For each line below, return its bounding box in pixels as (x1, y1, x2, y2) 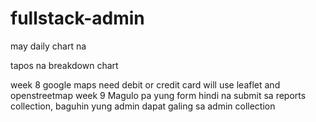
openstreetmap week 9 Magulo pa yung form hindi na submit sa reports (10, 89, 307, 101)
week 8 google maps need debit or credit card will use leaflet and (10, 78, 281, 91)
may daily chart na (10, 40, 87, 52)
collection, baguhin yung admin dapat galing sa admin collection (10, 100, 276, 112)
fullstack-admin (10, 7, 145, 30)
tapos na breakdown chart (10, 59, 119, 71)
